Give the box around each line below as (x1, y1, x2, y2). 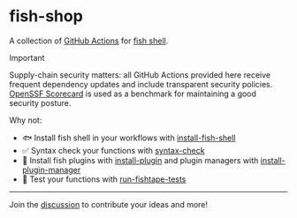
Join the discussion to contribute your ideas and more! (9, 199, 209, 209)
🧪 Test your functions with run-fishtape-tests (21, 174, 187, 184)
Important (9, 52, 45, 63)
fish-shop (9, 6, 84, 26)
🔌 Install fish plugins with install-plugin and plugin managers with (21, 154, 259, 165)
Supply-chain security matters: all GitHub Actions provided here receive (9, 69, 271, 80)
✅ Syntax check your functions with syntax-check (21, 145, 205, 155)
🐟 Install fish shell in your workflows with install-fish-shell (21, 132, 236, 143)
